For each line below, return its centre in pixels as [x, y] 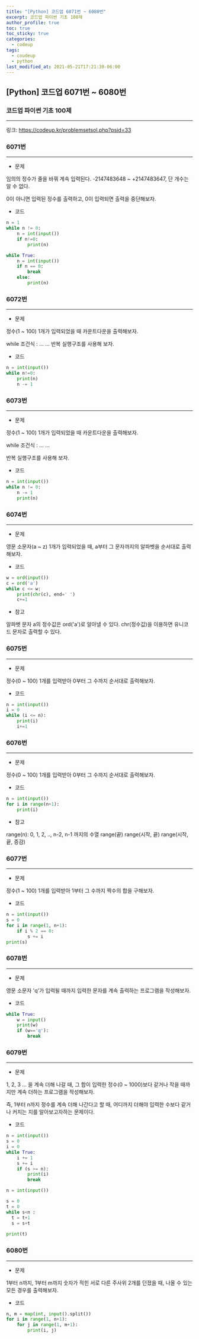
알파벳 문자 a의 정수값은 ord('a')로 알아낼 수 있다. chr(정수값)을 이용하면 [89, 625]
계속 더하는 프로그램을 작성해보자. [56, 1092]
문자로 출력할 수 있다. [37, 632]
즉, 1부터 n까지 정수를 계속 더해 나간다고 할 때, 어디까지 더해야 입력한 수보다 [93, 1105]
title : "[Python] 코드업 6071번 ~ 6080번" [56, 12]
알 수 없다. [18, 186]
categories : [21, 39]
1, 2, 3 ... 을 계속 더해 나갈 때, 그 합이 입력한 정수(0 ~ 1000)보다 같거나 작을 [93, 1084]
